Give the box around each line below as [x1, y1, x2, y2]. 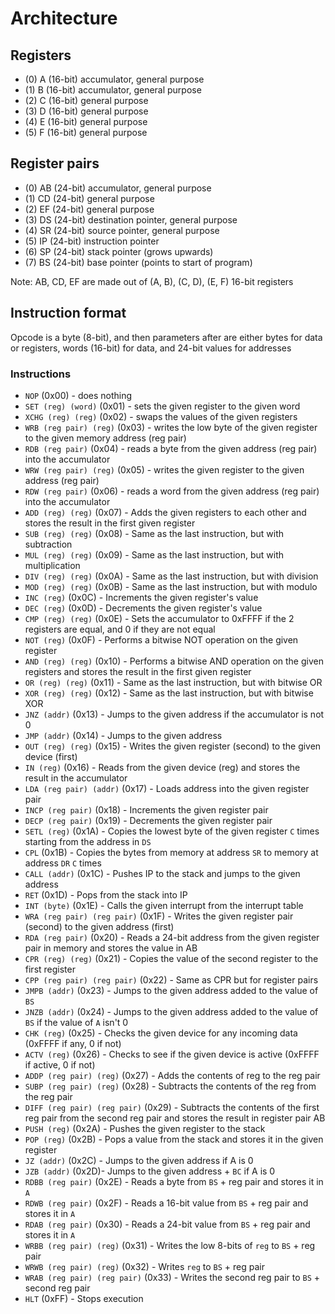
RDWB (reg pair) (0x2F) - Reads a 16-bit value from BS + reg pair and [24, 1197, 309, 1209]
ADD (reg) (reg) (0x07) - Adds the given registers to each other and [24, 506, 307, 518]
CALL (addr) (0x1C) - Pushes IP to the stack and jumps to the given [24, 867, 301, 879]
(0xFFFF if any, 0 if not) [24, 1037, 122, 1049]
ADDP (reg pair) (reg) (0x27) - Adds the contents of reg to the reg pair [24, 1069, 321, 1081]
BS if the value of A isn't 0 [24, 1016, 129, 1028]
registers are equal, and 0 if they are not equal [24, 623, 216, 635]
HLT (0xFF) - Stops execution [24, 1292, 144, 1304]
